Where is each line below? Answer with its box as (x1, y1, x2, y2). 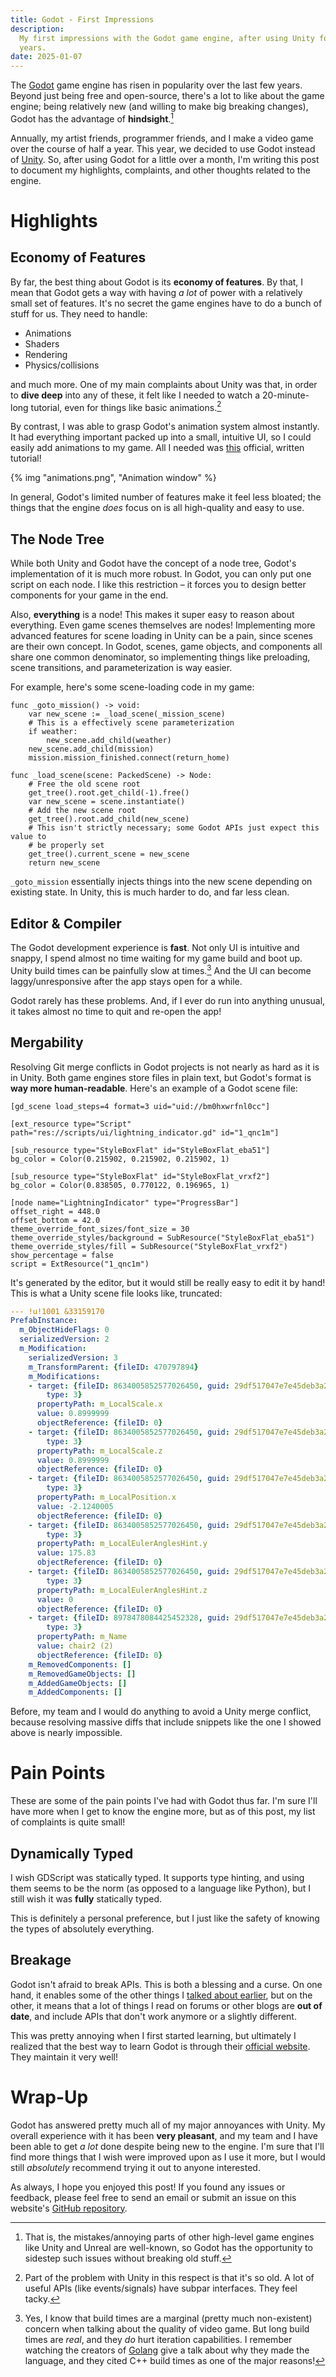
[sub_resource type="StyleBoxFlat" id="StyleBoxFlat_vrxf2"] (10, 1171, 271, 1181)
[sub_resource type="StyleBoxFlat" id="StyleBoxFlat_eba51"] (10, 1145, 271, 1155)
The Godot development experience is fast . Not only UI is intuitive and (10, 942, 300, 954)
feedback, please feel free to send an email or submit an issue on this (10, 2191, 297, 2203)
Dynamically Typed (10, 1845, 134, 1862)
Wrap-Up (10, 2086, 89, 2109)
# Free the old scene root (28, 779, 141, 790)
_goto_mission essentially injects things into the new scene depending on (10, 876, 313, 888)
